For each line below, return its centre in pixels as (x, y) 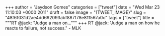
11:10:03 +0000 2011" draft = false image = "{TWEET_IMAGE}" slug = (76, 12)
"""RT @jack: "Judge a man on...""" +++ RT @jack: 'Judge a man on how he (82, 23)
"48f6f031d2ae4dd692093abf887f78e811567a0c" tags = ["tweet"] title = (80, 18)
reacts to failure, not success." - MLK (43, 28)
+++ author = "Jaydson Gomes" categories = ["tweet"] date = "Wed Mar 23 (82, 7)
